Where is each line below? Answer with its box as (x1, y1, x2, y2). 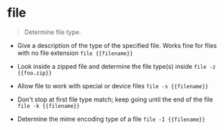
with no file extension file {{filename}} (17, 49, 133, 57)
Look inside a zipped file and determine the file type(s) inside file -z (17, 62, 216, 70)
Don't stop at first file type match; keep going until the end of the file (17, 95, 214, 104)
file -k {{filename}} (17, 102, 80, 109)
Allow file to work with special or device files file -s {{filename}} (17, 81, 209, 90)
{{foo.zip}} (17, 70, 52, 76)
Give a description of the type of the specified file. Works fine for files (17, 41, 217, 49)
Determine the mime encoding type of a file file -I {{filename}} (17, 115, 206, 123)
